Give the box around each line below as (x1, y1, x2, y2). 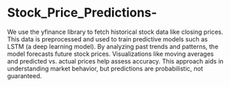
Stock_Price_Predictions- (7, 5, 157, 21)
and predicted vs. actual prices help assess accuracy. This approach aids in (7, 57, 224, 65)
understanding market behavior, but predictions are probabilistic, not (7, 64, 203, 72)
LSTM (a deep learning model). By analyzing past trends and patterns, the (7, 42, 219, 50)
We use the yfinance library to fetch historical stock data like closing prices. (7, 28, 224, 36)
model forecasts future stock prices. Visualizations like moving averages (7, 50, 214, 58)
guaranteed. (7, 71, 42, 80)
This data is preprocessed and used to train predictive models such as (7, 35, 208, 43)
